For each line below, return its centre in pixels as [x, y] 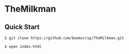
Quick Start [22, 27]
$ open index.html [23, 47]
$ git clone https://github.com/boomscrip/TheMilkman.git [64, 38]
